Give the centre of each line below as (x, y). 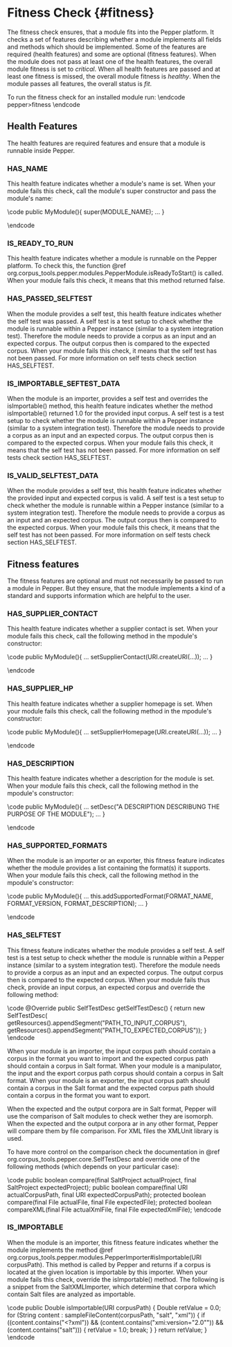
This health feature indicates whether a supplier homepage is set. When (110, 704)
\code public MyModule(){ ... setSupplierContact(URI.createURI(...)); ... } (110, 657)
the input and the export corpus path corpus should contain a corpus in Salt (115, 1073)
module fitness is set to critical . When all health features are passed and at (114, 69)
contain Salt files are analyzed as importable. (71, 1294)
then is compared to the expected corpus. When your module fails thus (109, 980)
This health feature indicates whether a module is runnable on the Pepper (112, 258)
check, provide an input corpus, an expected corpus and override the (106, 987)
